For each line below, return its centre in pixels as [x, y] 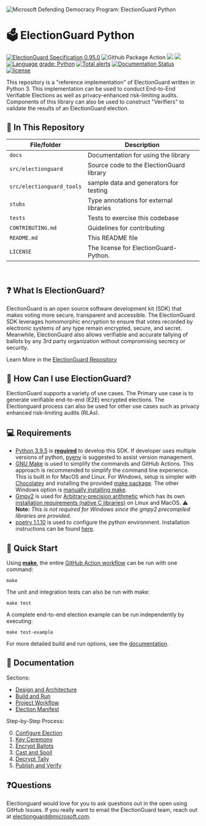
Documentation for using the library [139, 155]
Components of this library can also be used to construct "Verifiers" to [95, 102]
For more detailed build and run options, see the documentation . [88, 644]
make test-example [30, 632]
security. [17, 347]
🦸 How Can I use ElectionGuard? [69, 378]
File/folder [46, 145]
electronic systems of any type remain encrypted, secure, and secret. [94, 328]
